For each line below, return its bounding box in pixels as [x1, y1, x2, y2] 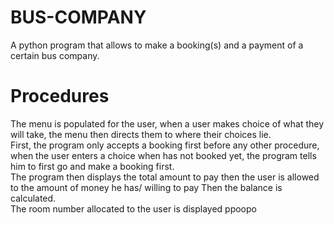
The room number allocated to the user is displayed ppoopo [10, 202, 257, 215]
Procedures [10, 85, 110, 108]
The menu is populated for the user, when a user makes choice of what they [10, 117, 325, 130]
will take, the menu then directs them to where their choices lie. [10, 128, 272, 140]
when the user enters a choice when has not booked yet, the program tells [10, 149, 317, 161]
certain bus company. [10, 49, 100, 61]
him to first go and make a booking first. [10, 160, 175, 172]
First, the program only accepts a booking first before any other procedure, [10, 139, 320, 151]
